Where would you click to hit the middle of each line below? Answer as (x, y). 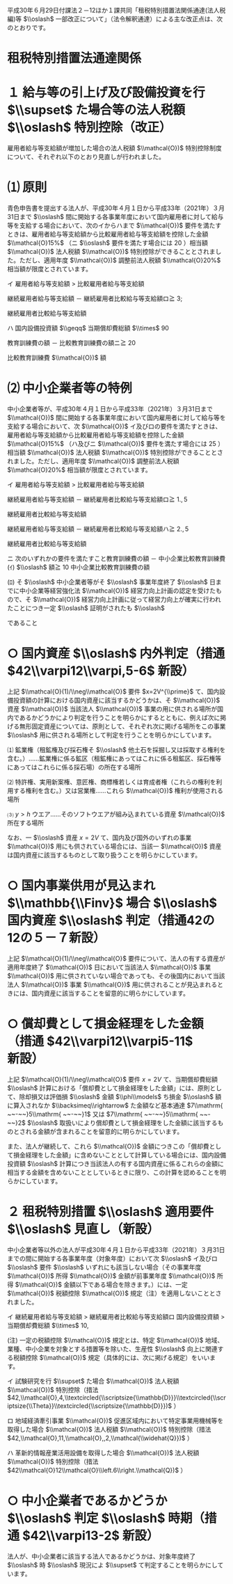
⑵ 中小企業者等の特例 (70, 389)
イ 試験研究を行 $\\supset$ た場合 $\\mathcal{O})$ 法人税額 (93, 1381)
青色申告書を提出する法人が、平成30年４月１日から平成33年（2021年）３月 (116, 208)
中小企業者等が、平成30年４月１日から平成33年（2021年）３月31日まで (110, 409)
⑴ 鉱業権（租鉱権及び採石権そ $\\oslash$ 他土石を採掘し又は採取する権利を (116, 749)
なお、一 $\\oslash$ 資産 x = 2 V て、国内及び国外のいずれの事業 (99, 838)
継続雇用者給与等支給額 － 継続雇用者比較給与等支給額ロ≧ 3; (95, 298)
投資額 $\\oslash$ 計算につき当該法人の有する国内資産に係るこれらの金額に (115, 1163)
